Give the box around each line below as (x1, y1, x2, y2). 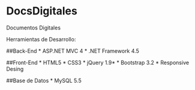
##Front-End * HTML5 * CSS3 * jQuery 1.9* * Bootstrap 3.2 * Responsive (6, 59, 190, 66)
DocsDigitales (6, 4, 78, 18)
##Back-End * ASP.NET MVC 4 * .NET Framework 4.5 (6, 47, 139, 55)
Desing (6, 65, 24, 73)
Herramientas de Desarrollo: (6, 35, 76, 43)
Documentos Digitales (6, 24, 61, 31)
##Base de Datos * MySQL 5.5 (6, 77, 82, 84)
